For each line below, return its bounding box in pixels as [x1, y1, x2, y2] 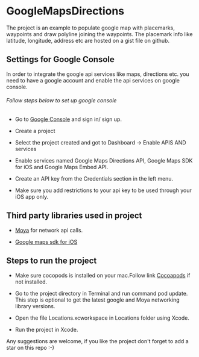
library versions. [14, 302, 55, 309]
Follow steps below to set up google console [6, 97, 117, 104]
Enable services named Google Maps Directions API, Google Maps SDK [14, 157, 193, 164]
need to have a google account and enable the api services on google [6, 76, 180, 84]
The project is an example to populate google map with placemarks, [6, 24, 175, 31]
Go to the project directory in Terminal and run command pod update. [14, 290, 188, 297]
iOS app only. [14, 193, 49, 200]
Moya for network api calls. [14, 226, 83, 234]
